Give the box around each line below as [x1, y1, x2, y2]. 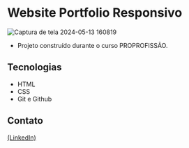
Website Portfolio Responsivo [7, 5, 183, 21]
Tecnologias [7, 61, 62, 74]
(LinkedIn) [7, 133, 36, 142]
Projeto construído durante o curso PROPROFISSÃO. [17, 41, 168, 49]
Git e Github [17, 94, 52, 103]
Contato [7, 115, 43, 126]
